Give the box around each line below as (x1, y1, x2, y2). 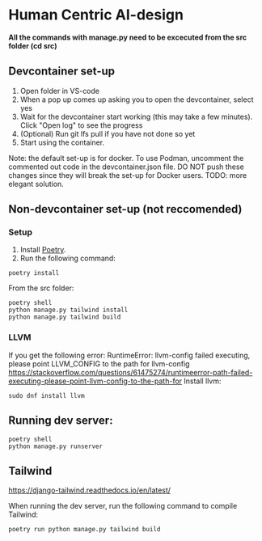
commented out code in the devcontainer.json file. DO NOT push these (8, 162, 244, 171)
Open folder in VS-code (19, 86, 99, 95)
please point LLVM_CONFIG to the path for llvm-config (8, 358, 190, 369)
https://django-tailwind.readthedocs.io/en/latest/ (8, 485, 171, 495)
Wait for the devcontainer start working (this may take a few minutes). (19, 112, 253, 121)
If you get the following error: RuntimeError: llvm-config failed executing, (8, 350, 251, 360)
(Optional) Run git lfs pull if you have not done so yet (19, 129, 196, 138)
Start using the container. (19, 137, 105, 147)
